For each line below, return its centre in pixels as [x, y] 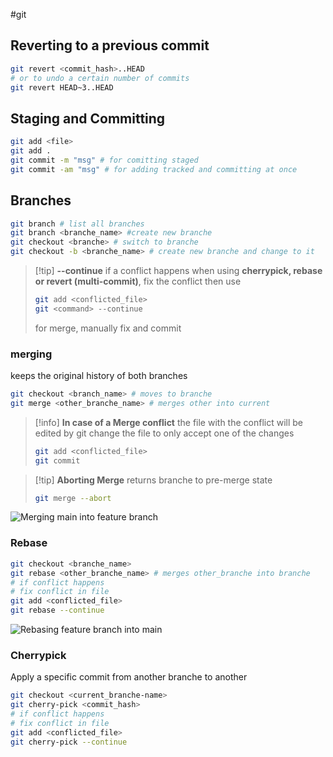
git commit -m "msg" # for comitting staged [104, 160]
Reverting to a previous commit [110, 45]
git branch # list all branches [77, 224]
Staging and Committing [88, 118]
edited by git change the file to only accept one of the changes [164, 433]
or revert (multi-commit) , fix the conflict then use [138, 281]
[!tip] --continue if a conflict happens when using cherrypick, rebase [178, 271]
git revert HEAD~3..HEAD [62, 87]
